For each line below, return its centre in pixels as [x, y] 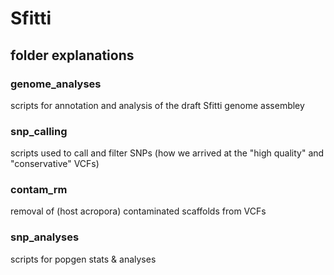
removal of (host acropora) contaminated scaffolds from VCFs [138, 211]
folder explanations [72, 55]
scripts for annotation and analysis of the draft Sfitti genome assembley [157, 105]
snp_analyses [45, 237]
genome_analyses [56, 84]
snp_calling [39, 131]
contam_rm [39, 190]
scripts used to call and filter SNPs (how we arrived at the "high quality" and [167, 153]
